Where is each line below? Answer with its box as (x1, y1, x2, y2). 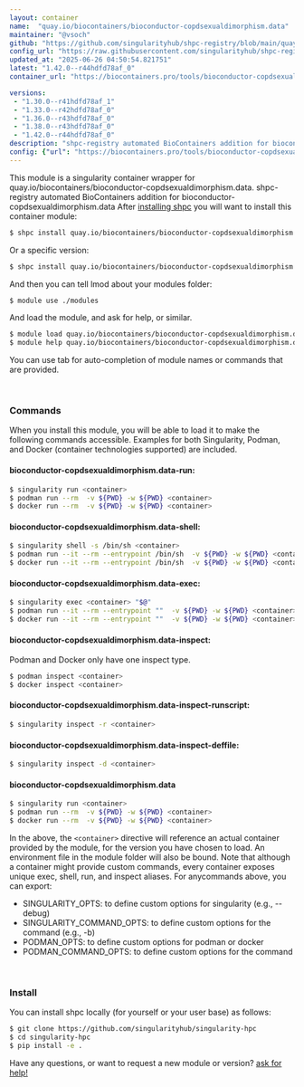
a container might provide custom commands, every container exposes (9, 861, 275, 872)
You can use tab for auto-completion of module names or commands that (9, 355, 283, 366)
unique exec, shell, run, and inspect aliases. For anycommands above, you (9, 871, 287, 882)
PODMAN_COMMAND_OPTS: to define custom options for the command (22, 946, 293, 957)
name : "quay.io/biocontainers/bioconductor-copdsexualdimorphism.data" (9, 22, 290, 31)
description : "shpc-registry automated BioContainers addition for (9, 139, 270, 148)
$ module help (9, 338, 63, 348)
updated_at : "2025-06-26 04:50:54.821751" (9, 55, 172, 64)
